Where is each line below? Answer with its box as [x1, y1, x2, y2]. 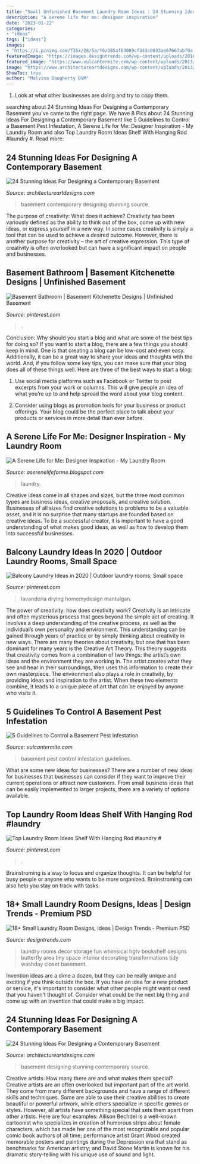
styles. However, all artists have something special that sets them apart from [6, 1106, 193, 1113]
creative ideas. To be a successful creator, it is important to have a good [6, 517, 183, 524]
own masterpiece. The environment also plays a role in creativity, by [6, 670, 174, 678]
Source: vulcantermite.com [6, 743, 73, 751]
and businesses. [6, 250, 46, 258]
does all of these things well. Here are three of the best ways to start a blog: [6, 366, 192, 373]
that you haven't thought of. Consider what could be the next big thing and [6, 991, 189, 998]
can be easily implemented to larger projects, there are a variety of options [6, 786, 189, 793]
